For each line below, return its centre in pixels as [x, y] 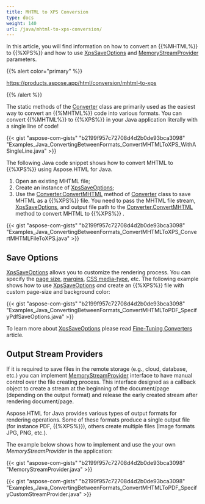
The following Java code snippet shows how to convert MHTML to [90, 163]
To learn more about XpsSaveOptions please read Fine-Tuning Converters [99, 329]
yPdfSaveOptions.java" [35, 317]
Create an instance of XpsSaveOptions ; [65, 188]
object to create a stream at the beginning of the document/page [88, 388]
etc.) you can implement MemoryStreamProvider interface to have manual [99, 375]
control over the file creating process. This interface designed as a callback [101, 382]
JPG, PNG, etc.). [27, 433]
